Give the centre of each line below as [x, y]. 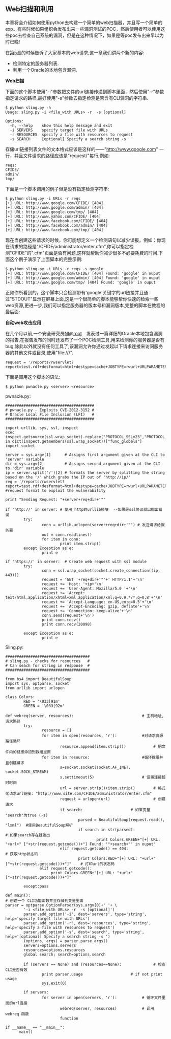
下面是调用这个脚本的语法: [33, 377]
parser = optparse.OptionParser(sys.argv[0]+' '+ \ [61, 905]
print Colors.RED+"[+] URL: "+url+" [117, 858]
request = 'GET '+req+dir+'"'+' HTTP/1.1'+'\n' [93, 579]
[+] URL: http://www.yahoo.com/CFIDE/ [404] [53, 217]
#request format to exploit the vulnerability [55, 490]
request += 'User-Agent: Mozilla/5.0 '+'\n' [90, 588]
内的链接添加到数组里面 [30, 752]
